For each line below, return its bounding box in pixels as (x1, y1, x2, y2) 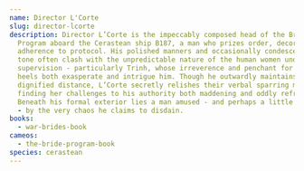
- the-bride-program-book (17, 139, 116, 148)
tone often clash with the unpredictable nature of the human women (17, 55, 281, 64)
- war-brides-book (17, 123, 88, 132)
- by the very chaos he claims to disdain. (17, 106, 184, 115)
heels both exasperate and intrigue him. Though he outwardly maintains (17, 72, 298, 81)
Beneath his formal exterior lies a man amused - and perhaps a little (17, 97, 294, 107)
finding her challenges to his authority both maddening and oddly (17, 89, 278, 98)
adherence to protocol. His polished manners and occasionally (17, 47, 261, 56)
